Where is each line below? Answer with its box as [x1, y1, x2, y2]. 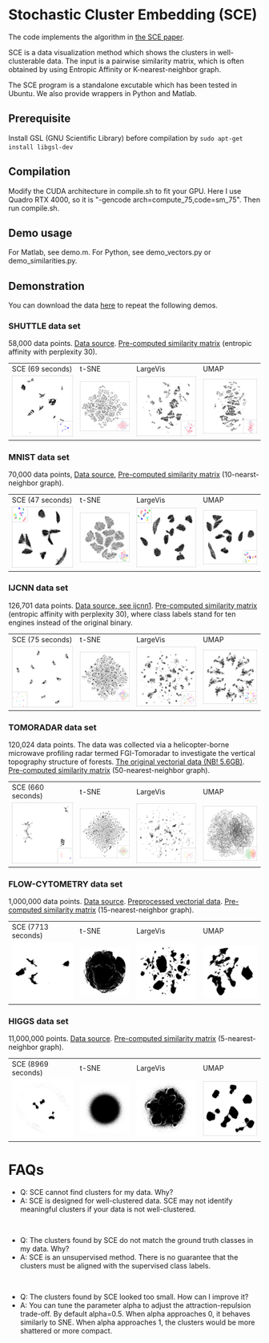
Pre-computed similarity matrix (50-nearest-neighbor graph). [8, 766, 211, 775]
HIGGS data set [8, 1015, 70, 1027]
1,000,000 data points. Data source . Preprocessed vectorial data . [8, 897, 223, 907]
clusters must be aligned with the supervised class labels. [19, 1261, 211, 1270]
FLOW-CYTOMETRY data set [8, 879, 123, 890]
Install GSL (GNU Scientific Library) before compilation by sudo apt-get [8, 133, 243, 143]
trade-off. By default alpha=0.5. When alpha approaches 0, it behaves [19, 1309, 251, 1318]
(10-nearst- [221, 470, 259, 480]
